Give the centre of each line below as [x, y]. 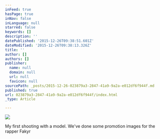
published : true [21, 90]
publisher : [16, 63]
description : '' [21, 37]
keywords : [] [18, 32]
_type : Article [20, 99]
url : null [19, 77]
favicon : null [23, 81]
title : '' [15, 50]
